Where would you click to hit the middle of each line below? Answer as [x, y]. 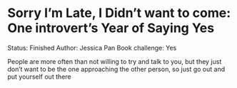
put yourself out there [39, 77]
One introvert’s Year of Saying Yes [111, 28]
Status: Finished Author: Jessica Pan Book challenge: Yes [92, 48]
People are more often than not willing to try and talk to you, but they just [115, 61]
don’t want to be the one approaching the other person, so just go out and [116, 69]
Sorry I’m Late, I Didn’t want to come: [119, 13]
